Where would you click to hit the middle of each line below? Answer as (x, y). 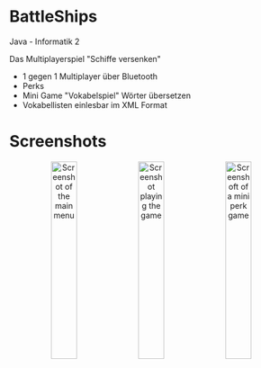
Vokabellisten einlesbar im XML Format (95, 104)
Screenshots (58, 142)
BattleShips (54, 17)
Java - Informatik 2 (45, 41)
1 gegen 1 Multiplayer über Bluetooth (90, 76)
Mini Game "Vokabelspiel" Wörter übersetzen (107, 95)
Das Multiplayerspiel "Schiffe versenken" (85, 58)
